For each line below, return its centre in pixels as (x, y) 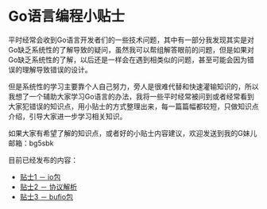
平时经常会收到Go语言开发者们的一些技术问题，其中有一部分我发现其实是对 (131, 40)
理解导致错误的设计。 (57, 69)
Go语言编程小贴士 (67, 16)
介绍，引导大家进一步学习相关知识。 (68, 116)
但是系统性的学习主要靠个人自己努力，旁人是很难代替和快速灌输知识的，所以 (133, 86)
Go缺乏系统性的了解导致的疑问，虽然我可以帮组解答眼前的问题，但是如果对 (131, 49)
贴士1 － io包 (40, 176)
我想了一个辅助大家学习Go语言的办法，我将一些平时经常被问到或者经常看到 (131, 96)
